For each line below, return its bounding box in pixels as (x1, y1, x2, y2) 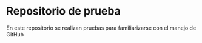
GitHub (6, 30, 24, 38)
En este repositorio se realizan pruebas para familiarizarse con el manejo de (6, 24, 197, 31)
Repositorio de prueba (6, 4, 121, 18)
